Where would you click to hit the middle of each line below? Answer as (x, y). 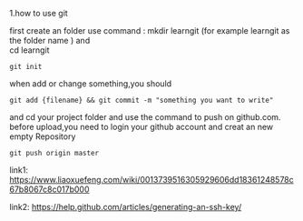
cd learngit (29, 50)
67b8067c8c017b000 (49, 189)
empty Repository (43, 136)
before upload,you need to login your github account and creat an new (142, 127)
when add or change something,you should (91, 84)
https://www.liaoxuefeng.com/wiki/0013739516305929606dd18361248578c (152, 180)
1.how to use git (39, 13)
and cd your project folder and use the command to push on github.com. (145, 117)
